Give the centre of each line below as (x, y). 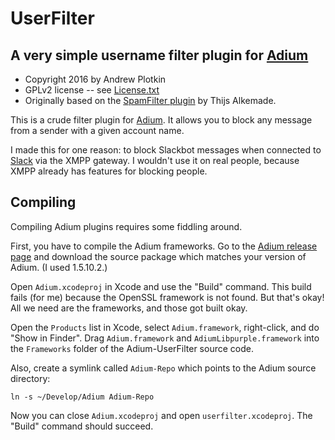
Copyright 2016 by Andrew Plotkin (95, 79)
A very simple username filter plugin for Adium (159, 55)
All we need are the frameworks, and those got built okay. (129, 308)
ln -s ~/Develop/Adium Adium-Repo (82, 397)
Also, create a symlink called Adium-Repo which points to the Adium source (163, 368)
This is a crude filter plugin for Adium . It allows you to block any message (161, 120)
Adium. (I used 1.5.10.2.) (59, 267)
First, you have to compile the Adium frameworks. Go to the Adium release (164, 246)
